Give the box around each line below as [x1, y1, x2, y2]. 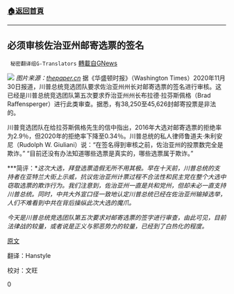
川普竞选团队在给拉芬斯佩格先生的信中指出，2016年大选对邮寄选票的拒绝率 [7, 123, 222, 132]
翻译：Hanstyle [7, 252, 51, 260]
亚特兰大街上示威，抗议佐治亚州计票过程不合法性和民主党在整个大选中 [25, 173, 226, 181]
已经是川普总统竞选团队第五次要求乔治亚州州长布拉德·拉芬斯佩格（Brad [7, 92, 211, 100]
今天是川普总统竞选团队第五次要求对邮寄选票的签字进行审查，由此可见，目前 [7, 214, 226, 222]
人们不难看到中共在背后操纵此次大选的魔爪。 [7, 199, 135, 207]
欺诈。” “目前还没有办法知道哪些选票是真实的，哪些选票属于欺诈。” [7, 149, 194, 157]
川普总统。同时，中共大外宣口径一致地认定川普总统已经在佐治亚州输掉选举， [7, 190, 226, 198]
